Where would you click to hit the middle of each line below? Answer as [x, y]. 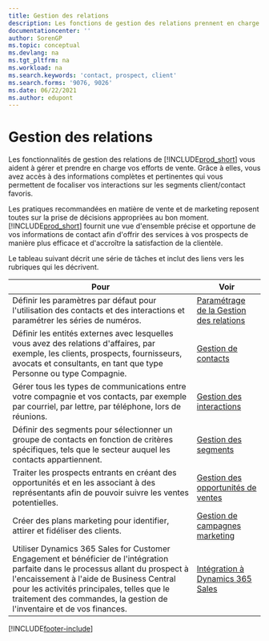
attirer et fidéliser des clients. [67, 531]
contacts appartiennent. [57, 460]
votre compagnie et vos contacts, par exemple [99, 397]
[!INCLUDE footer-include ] [51, 629]
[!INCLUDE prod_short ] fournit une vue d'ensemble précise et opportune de [132, 226]
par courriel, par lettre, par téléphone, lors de [97, 407]
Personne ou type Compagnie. [70, 373]
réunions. [30, 417]
